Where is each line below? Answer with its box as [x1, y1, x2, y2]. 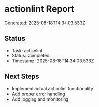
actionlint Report [4, 3, 75, 15]
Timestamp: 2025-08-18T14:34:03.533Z [11, 58, 94, 64]
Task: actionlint [11, 47, 43, 53]
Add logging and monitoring [11, 96, 69, 102]
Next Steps [4, 72, 39, 81]
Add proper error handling [11, 91, 65, 97]
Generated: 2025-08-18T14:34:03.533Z [4, 20, 86, 26]
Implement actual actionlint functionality [11, 85, 93, 91]
